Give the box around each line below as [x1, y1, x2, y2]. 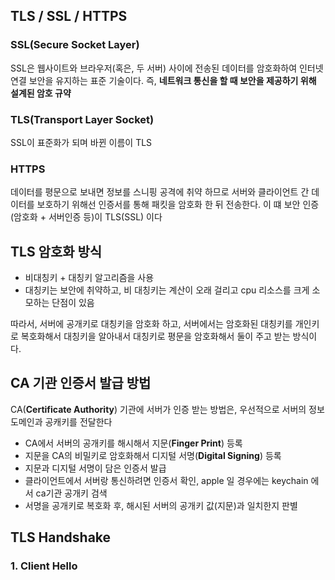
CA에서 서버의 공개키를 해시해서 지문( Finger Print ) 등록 [24, 437, 243, 449]
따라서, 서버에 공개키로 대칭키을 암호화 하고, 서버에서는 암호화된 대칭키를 [10, 318, 293, 330]
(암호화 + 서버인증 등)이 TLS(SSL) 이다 [10, 211, 163, 223]
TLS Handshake [10, 529, 112, 546]
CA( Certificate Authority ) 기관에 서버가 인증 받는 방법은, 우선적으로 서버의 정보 [10, 403, 325, 415]
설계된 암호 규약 [10, 87, 72, 99]
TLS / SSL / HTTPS [10, 8, 128, 25]
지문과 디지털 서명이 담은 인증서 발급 [24, 462, 167, 474]
